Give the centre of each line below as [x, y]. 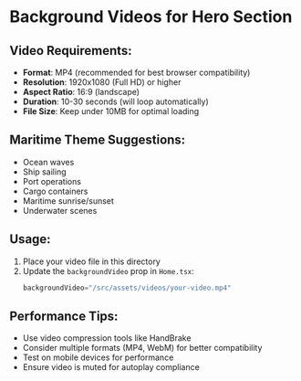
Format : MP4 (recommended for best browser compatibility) [136, 72]
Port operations [52, 181]
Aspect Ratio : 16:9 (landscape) [81, 92]
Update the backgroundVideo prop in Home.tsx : [108, 270]
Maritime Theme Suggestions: [98, 140]
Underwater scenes [60, 210]
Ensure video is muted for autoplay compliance [111, 367]
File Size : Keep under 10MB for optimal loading [111, 111]
